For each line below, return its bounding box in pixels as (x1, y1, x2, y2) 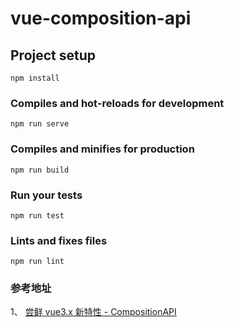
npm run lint (10, 257, 65, 267)
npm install (10, 73, 60, 83)
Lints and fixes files (10, 233, 108, 247)
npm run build (10, 165, 70, 175)
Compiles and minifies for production (10, 142, 195, 156)
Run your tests (10, 188, 83, 202)
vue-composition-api (10, 7, 192, 30)
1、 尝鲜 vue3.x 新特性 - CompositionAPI (10, 306, 177, 318)
